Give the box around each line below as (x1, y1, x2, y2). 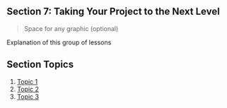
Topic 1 (16, 77, 38, 85)
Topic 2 (16, 85, 40, 93)
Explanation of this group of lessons (6, 38, 112, 47)
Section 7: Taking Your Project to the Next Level (6, 6, 220, 18)
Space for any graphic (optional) (23, 24, 119, 32)
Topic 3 (16, 92, 40, 101)
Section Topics (6, 59, 74, 71)
